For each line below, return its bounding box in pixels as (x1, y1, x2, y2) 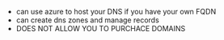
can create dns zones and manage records (15, 15, 159, 25)
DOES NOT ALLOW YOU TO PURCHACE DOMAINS (15, 24, 186, 33)
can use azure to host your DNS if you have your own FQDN (15, 7, 217, 16)
